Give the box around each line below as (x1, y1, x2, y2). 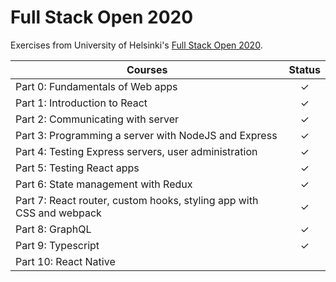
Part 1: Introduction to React (15, 96, 148, 110)
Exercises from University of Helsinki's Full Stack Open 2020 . (10, 39, 263, 51)
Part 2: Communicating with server (15, 112, 180, 126)
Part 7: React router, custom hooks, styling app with (15, 193, 259, 207)
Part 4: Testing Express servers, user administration (15, 144, 258, 158)
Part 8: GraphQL (15, 222, 92, 236)
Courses (126, 62, 168, 76)
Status (288, 62, 321, 76)
